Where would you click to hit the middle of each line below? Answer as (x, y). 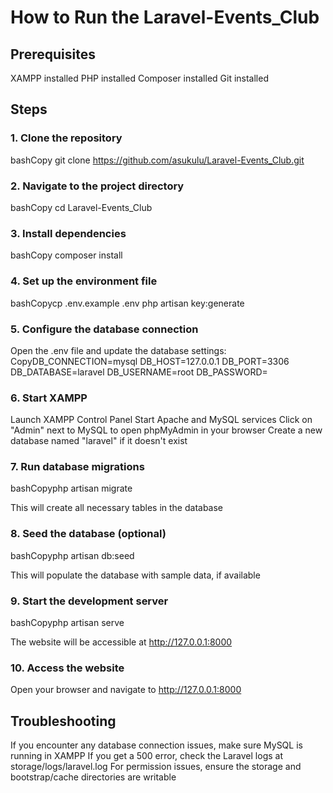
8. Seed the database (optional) (88, 534)
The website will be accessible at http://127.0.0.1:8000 (121, 642)
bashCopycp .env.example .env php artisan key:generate (127, 303)
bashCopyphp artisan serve (67, 623)
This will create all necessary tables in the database (117, 508)
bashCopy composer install (66, 255)
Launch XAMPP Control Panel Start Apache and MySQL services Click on (161, 420)
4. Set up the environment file (84, 281)
